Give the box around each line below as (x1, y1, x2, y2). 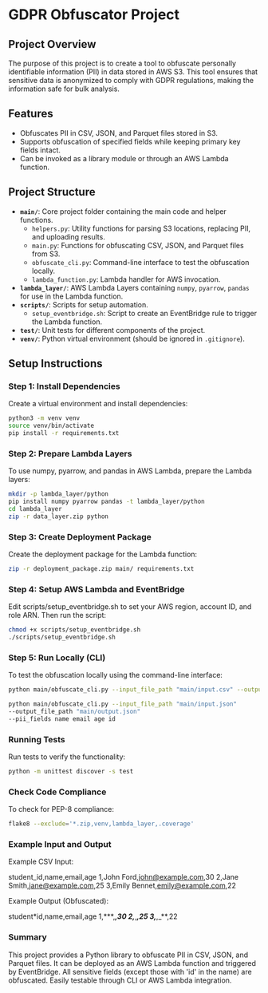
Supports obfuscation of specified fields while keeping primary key (19, 136, 241, 146)
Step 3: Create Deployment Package (8, 531, 152, 542)
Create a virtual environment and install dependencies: (8, 399, 188, 409)
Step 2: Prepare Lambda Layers (8, 448, 132, 459)
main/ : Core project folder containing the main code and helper (19, 206, 227, 216)
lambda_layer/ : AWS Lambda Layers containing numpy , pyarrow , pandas (19, 283, 250, 292)
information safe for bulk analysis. (8, 84, 120, 93)
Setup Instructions (8, 357, 103, 370)
